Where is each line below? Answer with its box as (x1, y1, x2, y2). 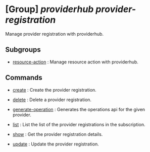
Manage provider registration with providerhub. (5, 31, 104, 37)
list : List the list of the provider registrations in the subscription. (12, 121, 145, 127)
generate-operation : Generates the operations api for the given (12, 106, 145, 112)
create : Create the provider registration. (12, 87, 97, 93)
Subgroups (5, 45, 41, 54)
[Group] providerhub (5, 4, 94, 15)
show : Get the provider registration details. (12, 131, 103, 137)
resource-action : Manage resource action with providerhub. (12, 59, 139, 65)
